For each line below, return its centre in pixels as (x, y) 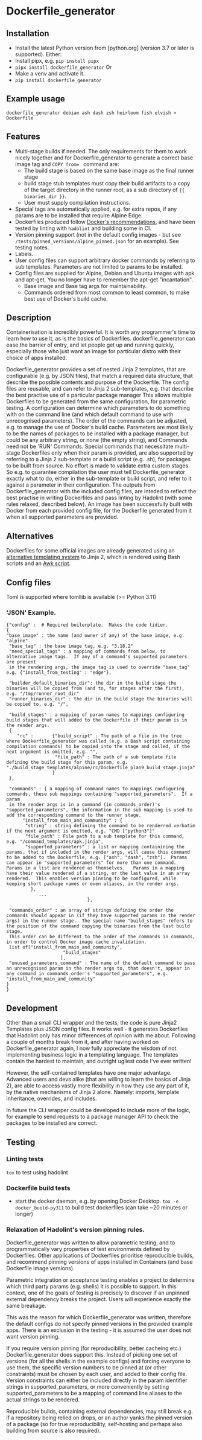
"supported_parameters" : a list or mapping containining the (105, 847)
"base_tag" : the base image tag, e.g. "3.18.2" (71, 646)
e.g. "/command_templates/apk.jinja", (55, 842)
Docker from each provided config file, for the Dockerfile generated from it (99, 511)
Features (23, 137)
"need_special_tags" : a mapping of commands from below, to (87, 651)
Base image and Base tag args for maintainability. (85, 286)
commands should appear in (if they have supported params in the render (101, 916)
